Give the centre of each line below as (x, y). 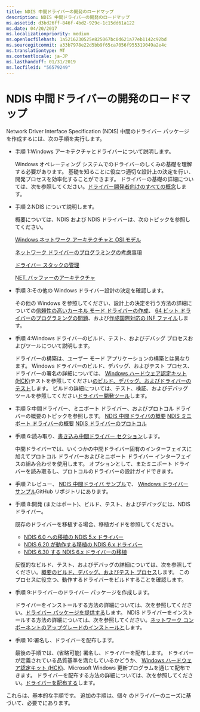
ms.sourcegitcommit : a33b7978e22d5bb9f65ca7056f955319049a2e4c (87, 45)
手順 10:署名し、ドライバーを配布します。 (66, 640)
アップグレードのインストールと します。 (96, 628)
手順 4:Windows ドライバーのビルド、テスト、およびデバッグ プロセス (101, 338)
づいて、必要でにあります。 (40, 703)
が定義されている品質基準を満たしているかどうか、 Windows (90, 661)
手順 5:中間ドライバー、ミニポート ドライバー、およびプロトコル (94, 409)
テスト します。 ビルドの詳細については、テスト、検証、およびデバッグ (101, 389)
